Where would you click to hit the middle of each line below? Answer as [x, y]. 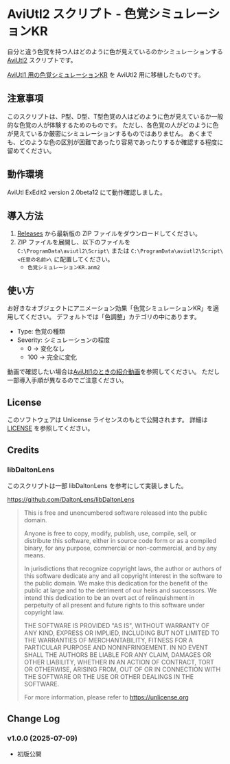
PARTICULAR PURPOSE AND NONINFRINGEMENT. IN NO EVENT [116, 647]
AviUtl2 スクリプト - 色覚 [78, 14]
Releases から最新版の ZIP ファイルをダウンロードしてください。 [109, 233]
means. [34, 555]
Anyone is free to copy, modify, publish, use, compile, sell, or [110, 533]
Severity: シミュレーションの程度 [64, 340]
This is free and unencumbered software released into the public [115, 513]
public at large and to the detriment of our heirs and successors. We [120, 590]
